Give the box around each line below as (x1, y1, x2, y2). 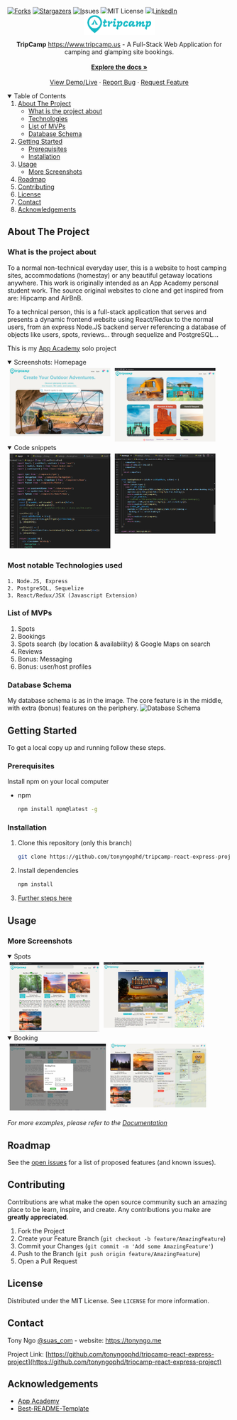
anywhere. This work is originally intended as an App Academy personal (7, 278, 219, 287)
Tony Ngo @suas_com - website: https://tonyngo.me (7, 1336, 162, 1345)
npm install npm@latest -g (17, 805, 98, 813)
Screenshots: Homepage (13, 357, 87, 366)
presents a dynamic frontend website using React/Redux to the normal (7, 315, 214, 323)
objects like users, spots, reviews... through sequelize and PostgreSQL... (7, 330, 219, 338)
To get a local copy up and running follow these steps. (7, 743, 166, 751)
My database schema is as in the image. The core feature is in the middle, (7, 696, 224, 705)
